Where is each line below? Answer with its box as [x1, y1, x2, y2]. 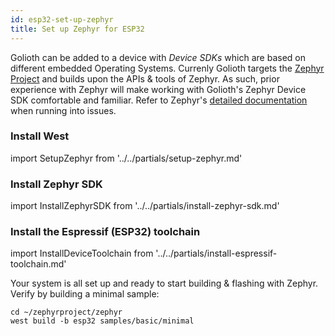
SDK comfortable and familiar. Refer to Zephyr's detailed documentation [10, 94, 308, 106]
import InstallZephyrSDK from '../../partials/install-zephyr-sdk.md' [10, 200, 280, 212]
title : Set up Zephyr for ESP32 [10, 24, 145, 34]
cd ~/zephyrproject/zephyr [10, 307, 123, 318]
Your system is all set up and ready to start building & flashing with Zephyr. [10, 277, 319, 290]
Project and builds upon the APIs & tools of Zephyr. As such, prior [10, 72, 280, 85]
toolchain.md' [10, 258, 67, 270]
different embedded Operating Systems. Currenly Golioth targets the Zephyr [10, 62, 325, 74]
